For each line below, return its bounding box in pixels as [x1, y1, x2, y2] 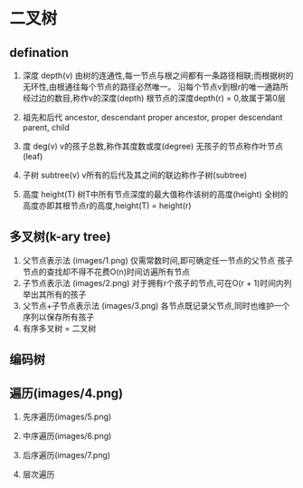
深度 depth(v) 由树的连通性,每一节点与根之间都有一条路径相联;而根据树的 [22, 70, 294, 81]
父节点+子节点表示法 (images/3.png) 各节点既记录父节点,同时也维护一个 [22, 300, 290, 311]
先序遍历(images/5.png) [22, 411, 112, 422]
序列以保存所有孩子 [22, 311, 95, 322]
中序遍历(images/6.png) [22, 431, 112, 442]
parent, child [22, 122, 71, 132]
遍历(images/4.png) [9, 386, 124, 401]
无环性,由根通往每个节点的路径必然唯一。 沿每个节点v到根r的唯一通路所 [22, 81, 289, 91]
